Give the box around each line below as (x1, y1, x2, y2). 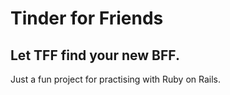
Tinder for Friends (10, 7, 164, 30)
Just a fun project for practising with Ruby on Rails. (10, 73, 221, 85)
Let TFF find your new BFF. (10, 47, 180, 64)
